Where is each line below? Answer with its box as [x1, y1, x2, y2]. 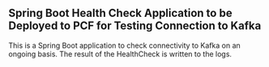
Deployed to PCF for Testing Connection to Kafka [8, 19, 262, 33]
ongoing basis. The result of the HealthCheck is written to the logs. [8, 48, 233, 59]
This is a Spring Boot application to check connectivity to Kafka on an [8, 40, 241, 50]
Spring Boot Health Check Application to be [8, 6, 233, 20]
